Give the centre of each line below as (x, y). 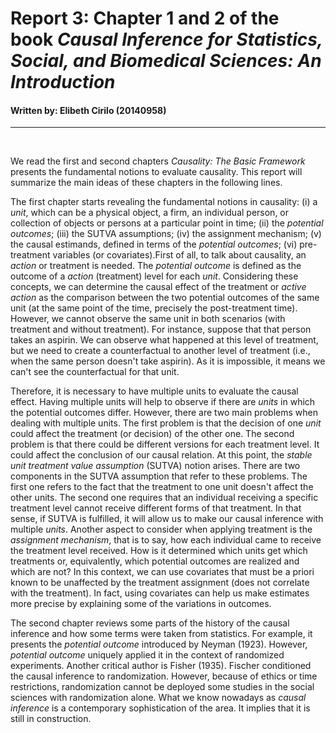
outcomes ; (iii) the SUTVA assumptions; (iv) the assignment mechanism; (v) (166, 234)
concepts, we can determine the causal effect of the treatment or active (158, 287)
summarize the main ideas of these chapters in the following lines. (146, 183)
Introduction (63, 82)
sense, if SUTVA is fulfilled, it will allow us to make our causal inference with (167, 519)
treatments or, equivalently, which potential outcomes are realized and (155, 561)
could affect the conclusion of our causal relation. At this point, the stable (161, 455)
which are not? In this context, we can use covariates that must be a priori (162, 572)
